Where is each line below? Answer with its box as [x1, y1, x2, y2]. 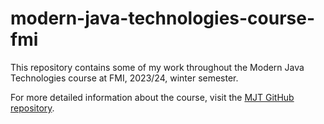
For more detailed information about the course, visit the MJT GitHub [10, 91, 295, 103]
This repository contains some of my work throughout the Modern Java [10, 61, 305, 73]
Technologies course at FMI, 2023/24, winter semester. [10, 72, 239, 84]
